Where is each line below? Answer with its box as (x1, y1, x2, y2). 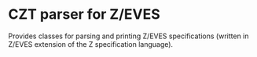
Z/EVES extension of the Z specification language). (8, 39, 174, 48)
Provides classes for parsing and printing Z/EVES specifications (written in (8, 31, 249, 41)
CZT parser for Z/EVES (8, 5, 161, 23)
